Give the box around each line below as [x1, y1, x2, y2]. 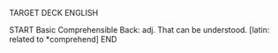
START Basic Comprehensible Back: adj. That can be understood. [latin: [9, 25, 270, 34]
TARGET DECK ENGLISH [9, 8, 99, 18]
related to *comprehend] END [9, 34, 117, 44]
